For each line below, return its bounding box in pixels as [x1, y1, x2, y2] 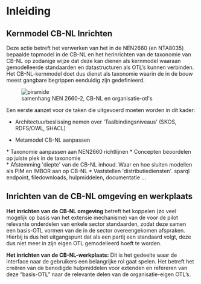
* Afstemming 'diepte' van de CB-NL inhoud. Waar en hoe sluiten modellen [6, 161, 193, 168]
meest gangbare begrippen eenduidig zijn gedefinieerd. [6, 77, 145, 84]
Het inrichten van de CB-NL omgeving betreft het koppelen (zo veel [6, 207, 177, 214]
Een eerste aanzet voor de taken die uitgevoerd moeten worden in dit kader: [6, 107, 196, 113]
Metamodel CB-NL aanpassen [14, 136, 91, 144]
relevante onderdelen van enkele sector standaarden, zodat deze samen [6, 220, 187, 228]
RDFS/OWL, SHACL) [14, 125, 66, 131]
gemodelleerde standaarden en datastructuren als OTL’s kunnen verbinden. [6, 64, 194, 71]
